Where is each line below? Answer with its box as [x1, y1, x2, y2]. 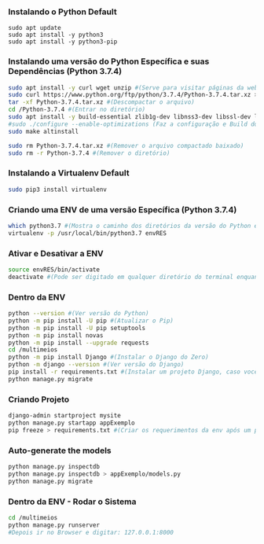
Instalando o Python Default [8, 6, 117, 17]
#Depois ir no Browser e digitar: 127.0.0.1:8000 [8, 528, 174, 536]
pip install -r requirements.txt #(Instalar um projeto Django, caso [8, 368, 241, 376]
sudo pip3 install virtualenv [8, 186, 108, 193]
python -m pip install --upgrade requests [8, 339, 149, 347]
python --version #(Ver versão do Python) [8, 310, 149, 318]
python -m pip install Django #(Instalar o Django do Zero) [8, 353, 210, 362]
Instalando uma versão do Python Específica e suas [8, 56, 210, 67]
